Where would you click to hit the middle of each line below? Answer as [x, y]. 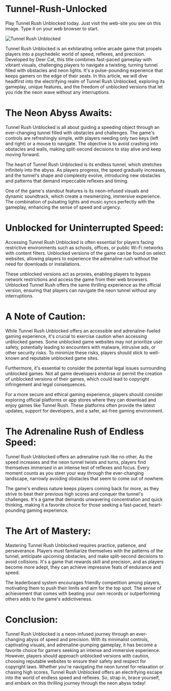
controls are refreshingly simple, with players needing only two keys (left [82, 138]
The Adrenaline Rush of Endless [75, 431]
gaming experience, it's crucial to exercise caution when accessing [76, 336]
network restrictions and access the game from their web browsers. [77, 279]
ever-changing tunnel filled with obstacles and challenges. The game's [80, 133]
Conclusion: [32, 619]
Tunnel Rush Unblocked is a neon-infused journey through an [70, 634]
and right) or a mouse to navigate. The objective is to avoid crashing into [82, 143]
